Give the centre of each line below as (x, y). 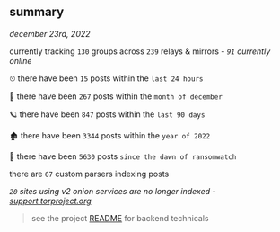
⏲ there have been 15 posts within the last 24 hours (106, 78)
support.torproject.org (50, 201)
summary (37, 12)
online (21, 60)
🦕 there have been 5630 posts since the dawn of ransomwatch (123, 156)
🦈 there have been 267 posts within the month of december (116, 96)
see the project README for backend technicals (120, 218)
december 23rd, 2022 (50, 33)
